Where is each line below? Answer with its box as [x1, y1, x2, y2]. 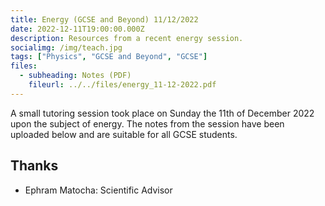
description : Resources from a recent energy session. [10, 33, 244, 43]
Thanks [10, 157, 59, 175]
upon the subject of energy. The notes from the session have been [10, 117, 285, 130]
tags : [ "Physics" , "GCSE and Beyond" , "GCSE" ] [10, 52, 208, 62]
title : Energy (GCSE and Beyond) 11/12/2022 [10, 14, 199, 25]
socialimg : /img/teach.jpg [10, 42, 123, 53]
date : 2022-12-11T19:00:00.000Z [10, 24, 145, 34]
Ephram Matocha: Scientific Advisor [24, 184, 173, 196]
